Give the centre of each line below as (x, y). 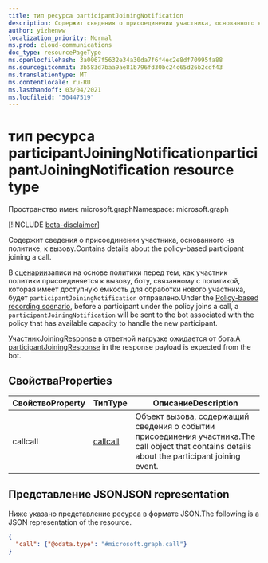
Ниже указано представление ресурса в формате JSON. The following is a (134, 514)
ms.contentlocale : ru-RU (49, 82)
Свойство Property (49, 403)
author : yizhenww (37, 30)
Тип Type (110, 403)
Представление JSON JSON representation (119, 495)
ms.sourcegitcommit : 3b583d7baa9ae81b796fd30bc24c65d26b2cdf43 (116, 68)
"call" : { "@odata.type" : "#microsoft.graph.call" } (101, 544)
